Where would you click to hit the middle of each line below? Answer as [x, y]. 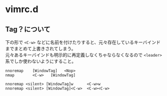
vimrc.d [22, 9]
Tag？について [28, 29]
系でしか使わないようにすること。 [41, 61]
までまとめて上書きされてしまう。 [40, 49]
